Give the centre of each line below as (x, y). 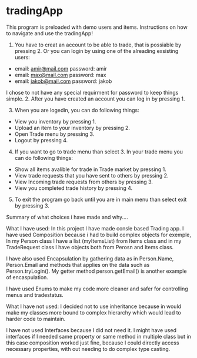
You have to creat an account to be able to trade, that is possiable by (98, 45)
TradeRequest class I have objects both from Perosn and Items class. (90, 247)
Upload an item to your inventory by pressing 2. (72, 128)
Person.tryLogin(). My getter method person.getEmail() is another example (96, 271)
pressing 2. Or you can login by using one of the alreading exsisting (96, 51)
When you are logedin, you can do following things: (77, 110)
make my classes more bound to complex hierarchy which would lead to (94, 312)
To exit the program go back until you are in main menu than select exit (101, 199)
